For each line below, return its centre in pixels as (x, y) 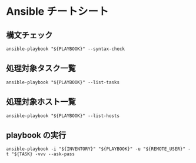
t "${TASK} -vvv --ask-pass (41, 154)
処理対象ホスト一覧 (41, 102)
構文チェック (29, 35)
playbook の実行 (36, 135)
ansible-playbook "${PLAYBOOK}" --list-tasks (63, 82)
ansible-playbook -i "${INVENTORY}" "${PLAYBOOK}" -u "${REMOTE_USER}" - (99, 149)
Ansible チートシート (57, 11)
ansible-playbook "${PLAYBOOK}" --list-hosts (63, 116)
